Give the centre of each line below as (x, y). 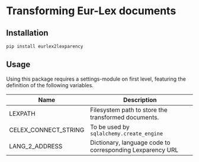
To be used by (110, 127)
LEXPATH (22, 113)
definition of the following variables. (50, 85)
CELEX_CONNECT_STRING (47, 130)
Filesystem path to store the (129, 110)
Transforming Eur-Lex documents (91, 11)
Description (140, 100)
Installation (27, 33)
